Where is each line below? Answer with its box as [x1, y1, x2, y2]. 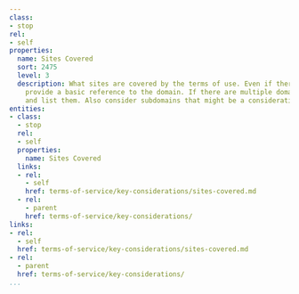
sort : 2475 [17, 63, 58, 72]
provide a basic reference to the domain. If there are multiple [25, 87, 273, 96]
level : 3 [17, 71, 50, 80]
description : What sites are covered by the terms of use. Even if [17, 79, 273, 88]
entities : [9, 104, 46, 113]
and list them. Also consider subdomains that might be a [25, 95, 245, 105]
